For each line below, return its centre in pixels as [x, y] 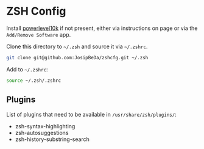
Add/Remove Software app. [39, 34]
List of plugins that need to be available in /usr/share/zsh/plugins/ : [91, 114]
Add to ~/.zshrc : [27, 69]
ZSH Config [36, 11]
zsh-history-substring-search [52, 139]
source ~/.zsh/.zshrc [34, 81]
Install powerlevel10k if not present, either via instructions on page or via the [102, 28]
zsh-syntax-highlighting [45, 126]
